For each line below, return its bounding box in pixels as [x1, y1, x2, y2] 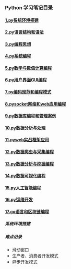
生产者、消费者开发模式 [12, 253, 59, 259]
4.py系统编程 [5, 53, 31, 59]
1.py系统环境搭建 [5, 17, 39, 23]
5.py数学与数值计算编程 [5, 65, 52, 71]
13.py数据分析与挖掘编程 [5, 161, 54, 166]
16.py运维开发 [5, 197, 33, 203]
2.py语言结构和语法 [5, 29, 44, 35]
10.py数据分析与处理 [5, 125, 46, 131]
